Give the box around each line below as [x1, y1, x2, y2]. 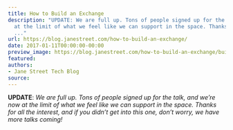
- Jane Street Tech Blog [8, 68, 80, 75]
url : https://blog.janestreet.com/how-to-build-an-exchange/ [8, 36, 188, 43]
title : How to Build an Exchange [8, 10, 104, 17]
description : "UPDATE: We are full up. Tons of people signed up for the [8, 17, 225, 24]
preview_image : [8, 49, 52, 56]
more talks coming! [8, 115, 63, 124]
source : [8, 74, 30, 82]
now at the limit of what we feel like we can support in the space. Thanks [8, 101, 217, 109]
